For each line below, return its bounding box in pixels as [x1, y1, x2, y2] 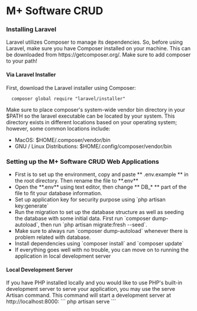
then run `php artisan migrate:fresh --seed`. [40, 221, 147, 228]
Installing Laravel [6, 25, 57, 34]
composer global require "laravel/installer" [11, 96, 126, 102]
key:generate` [14, 202, 49, 209]
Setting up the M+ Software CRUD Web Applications [6, 157, 160, 166]
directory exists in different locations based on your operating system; [6, 118, 177, 125]
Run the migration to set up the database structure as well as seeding [14, 208, 185, 215]
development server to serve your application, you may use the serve [6, 286, 176, 293]
